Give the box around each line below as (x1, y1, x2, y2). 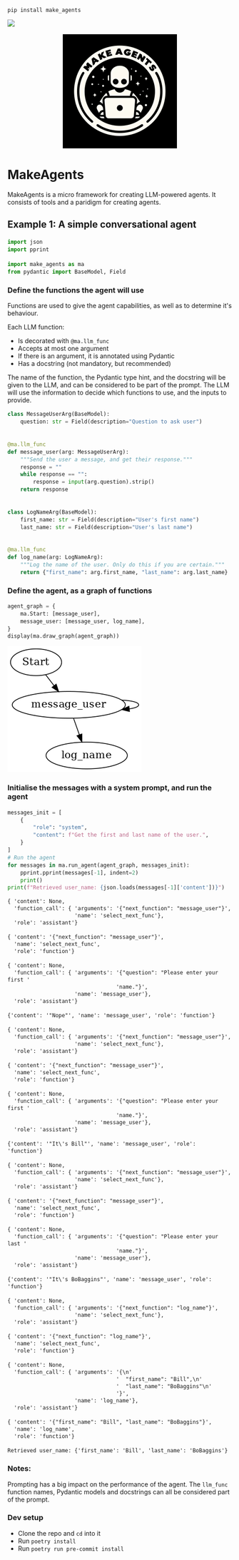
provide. (7, 396, 32, 404)
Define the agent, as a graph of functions (7, 586, 153, 596)
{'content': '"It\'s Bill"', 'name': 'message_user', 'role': (7, 1141, 196, 1148)
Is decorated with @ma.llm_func (17, 337, 109, 345)
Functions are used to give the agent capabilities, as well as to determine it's (7, 302, 232, 310)
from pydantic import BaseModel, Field (7, 268, 126, 276)
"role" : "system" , (33, 824, 88, 831)
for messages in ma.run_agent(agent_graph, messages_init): (7, 862, 190, 869)
